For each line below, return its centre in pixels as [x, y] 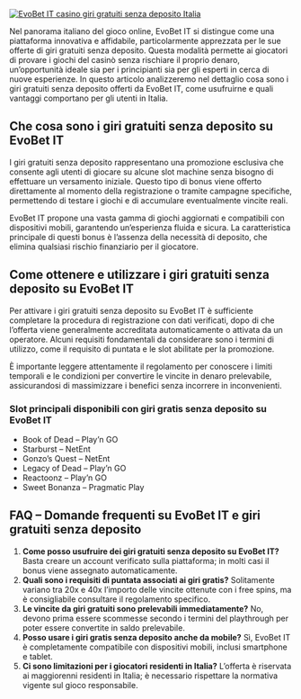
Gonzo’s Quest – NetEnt [66, 458]
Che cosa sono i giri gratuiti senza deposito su [142, 126]
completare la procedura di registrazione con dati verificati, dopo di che [142, 320]
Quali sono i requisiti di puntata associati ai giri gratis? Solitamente [149, 579]
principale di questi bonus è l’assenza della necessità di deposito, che [138, 237]
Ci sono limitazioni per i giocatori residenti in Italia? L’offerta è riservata [157, 666]
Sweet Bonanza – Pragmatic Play [83, 487]
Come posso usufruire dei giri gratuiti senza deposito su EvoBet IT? [151, 551]
